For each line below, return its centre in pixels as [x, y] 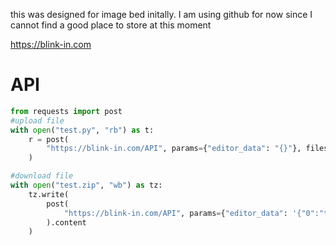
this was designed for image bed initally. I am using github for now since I [161, 14]
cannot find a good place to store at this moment [111, 25]
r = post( [49, 139]
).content [66, 222]
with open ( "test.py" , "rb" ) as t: [82, 130]
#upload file [37, 120]
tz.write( [49, 194]
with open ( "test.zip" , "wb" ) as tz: [86, 185]
